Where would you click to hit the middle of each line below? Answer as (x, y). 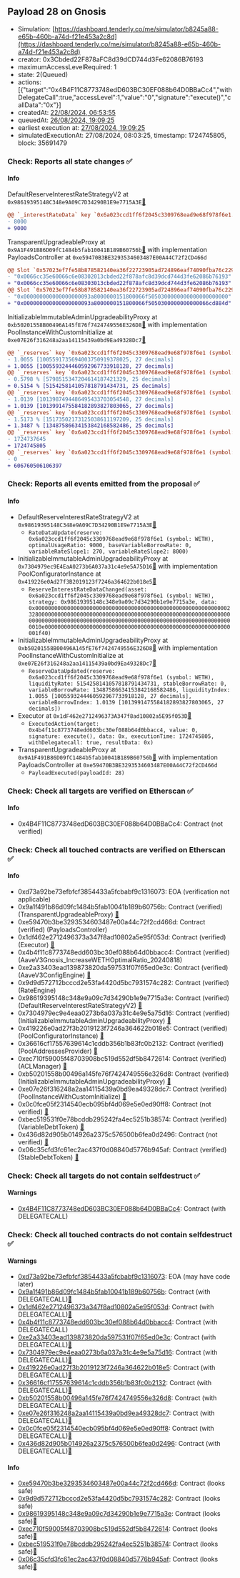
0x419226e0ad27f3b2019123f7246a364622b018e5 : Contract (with (116, 1368)
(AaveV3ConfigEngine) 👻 (54, 975)
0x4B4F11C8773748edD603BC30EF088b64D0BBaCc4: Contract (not (120, 824)
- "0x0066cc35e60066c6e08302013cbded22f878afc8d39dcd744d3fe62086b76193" (120, 277)
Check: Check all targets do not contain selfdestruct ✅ (104, 1176)
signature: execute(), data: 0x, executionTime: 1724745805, (121, 736)
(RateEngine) (37, 990)
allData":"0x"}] (40, 105)
